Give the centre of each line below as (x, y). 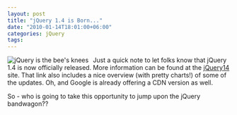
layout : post (27, 14)
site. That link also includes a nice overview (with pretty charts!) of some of (117, 75)
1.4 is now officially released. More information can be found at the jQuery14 (118, 68)
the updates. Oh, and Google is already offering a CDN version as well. (110, 83)
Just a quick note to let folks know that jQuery (160, 60)
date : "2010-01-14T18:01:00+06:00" (60, 27)
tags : (15, 40)
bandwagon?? (28, 104)
